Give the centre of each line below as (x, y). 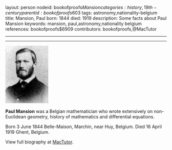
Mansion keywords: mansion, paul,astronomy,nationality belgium (73, 23)
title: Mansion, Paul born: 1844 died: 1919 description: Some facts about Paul (86, 18)
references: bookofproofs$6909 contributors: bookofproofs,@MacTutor (81, 29)
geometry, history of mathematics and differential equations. (91, 117)
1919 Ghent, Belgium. (27, 132)
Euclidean (16, 117)
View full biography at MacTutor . (39, 142)
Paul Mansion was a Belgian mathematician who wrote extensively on (79, 111)
